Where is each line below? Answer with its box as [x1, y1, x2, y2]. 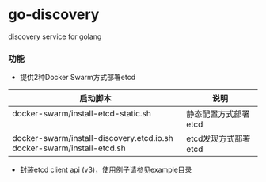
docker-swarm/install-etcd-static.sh [12, 108, 152, 119]
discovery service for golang [8, 32, 102, 41]
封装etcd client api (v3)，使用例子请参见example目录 [19, 165, 192, 175]
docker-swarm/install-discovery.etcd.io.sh [12, 133, 173, 144]
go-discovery [8, 6, 100, 24]
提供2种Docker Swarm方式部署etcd [19, 73, 136, 82]
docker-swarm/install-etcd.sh [12, 142, 126, 154]
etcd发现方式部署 [185, 133, 251, 144]
